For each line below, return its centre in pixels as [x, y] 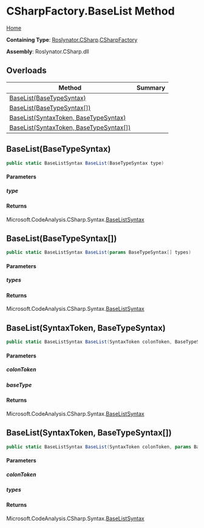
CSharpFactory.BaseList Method [90, 11]
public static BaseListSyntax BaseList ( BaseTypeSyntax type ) [85, 163]
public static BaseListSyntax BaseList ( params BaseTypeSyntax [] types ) [99, 252]
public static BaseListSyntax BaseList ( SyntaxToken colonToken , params [99, 447]
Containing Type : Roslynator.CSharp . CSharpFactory [72, 39]
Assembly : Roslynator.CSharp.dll [48, 51]
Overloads [26, 71]
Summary [151, 87]
